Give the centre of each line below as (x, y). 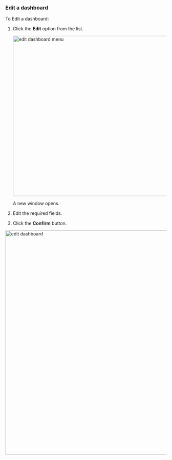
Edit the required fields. (37, 213)
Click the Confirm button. (40, 223)
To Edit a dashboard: (27, 19)
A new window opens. (36, 204)
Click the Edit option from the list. (48, 29)
